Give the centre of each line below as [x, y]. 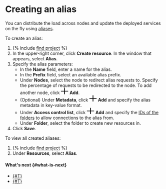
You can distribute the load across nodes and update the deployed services [83, 23]
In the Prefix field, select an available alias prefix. [70, 74]
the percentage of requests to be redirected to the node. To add [86, 85]
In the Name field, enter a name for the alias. [66, 69]
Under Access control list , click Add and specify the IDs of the [89, 112]
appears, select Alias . [35, 58]
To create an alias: [24, 38]
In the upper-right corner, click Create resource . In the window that [82, 53]
